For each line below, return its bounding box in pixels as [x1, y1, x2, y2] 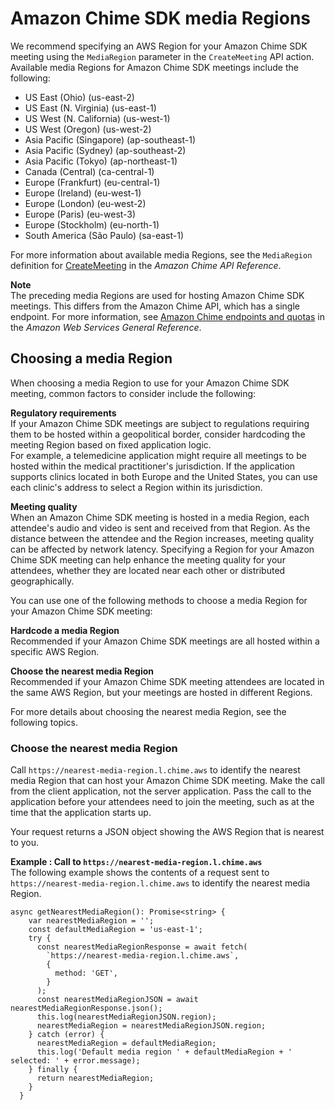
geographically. [10, 575, 75, 587]
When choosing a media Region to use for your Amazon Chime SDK [10, 377, 290, 389]
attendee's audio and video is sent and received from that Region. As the [10, 522, 311, 534]
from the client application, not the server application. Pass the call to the [10, 785, 312, 797]
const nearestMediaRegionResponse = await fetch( [36, 942, 248, 952]
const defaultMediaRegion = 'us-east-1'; [28, 925, 203, 935]
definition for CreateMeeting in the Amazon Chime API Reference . [10, 259, 282, 271]
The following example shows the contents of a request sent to [10, 867, 270, 879]
